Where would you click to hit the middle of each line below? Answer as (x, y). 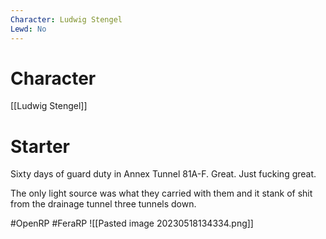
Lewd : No (28, 29)
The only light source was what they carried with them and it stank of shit (161, 193)
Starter (40, 146)
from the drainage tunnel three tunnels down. (103, 204)
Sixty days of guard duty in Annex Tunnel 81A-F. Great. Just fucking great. (163, 174)
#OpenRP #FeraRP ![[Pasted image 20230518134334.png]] (132, 223)
